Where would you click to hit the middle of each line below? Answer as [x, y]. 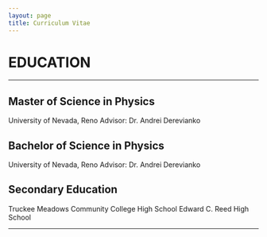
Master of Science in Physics [81, 101]
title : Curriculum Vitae [49, 23]
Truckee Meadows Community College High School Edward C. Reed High [129, 208]
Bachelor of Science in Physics [86, 145]
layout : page [30, 16]
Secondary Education [63, 190]
